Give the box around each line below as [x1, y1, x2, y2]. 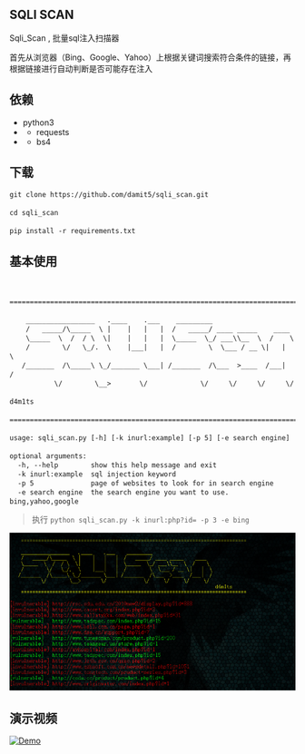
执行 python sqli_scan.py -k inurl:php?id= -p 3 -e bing [31, 514, 250, 525]
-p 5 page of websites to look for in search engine [17, 479, 274, 488]
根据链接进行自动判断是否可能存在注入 [9, 63, 152, 73]
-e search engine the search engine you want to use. [17, 488, 230, 497]
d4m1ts [9, 397, 34, 406]
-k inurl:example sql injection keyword [17, 470, 177, 479]
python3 [22, 117, 54, 128]
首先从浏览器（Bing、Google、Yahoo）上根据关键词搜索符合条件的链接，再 [9, 52, 292, 63]
